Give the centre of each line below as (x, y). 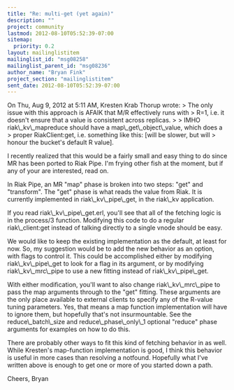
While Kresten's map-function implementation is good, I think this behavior (115, 350)
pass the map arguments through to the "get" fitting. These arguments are (114, 292)
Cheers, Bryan (28, 379)
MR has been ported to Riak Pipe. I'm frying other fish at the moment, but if (115, 163)
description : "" (31, 20)
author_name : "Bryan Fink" (46, 72)
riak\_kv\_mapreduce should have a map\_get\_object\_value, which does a (115, 127)
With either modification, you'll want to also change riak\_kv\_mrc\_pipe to (114, 285)
